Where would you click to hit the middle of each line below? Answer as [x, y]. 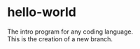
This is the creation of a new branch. [60, 38]
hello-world [42, 12]
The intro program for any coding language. [70, 31]
